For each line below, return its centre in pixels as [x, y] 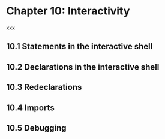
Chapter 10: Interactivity [68, 11]
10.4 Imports [31, 108]
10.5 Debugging [37, 128]
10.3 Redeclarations [44, 87]
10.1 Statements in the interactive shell [79, 46]
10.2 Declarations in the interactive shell [83, 67]
